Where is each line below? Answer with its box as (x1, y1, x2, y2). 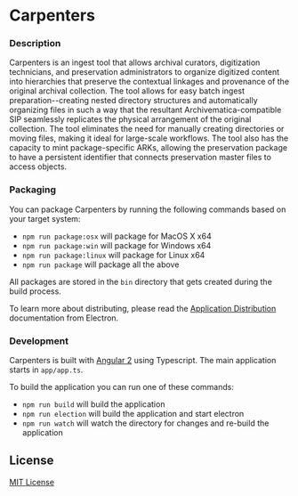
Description (9, 37, 61, 50)
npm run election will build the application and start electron (21, 409, 245, 419)
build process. (9, 286, 62, 297)
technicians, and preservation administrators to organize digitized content (9, 67, 280, 77)
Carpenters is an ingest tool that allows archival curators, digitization (9, 57, 261, 68)
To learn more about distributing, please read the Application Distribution (9, 303, 277, 313)
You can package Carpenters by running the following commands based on (9, 204, 286, 215)
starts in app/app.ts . (9, 364, 84, 375)
